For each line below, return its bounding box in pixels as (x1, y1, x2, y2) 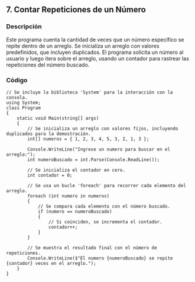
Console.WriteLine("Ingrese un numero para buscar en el (27, 146, 170, 152)
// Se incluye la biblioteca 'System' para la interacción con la (6, 89, 173, 95)
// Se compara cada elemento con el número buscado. (37, 203, 170, 209)
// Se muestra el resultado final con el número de (27, 245, 158, 251)
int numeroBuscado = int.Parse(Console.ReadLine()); (27, 156, 160, 162)
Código (6, 76, 28, 84)
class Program (6, 105, 41, 111)
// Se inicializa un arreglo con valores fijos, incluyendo (27, 126, 178, 132)
